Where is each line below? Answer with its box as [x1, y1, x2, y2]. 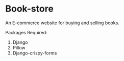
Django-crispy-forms [12, 50, 57, 56]
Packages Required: [5, 29, 47, 35]
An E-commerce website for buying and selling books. [5, 20, 120, 26]
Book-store [5, 3, 54, 15]
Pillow [12, 44, 26, 50]
